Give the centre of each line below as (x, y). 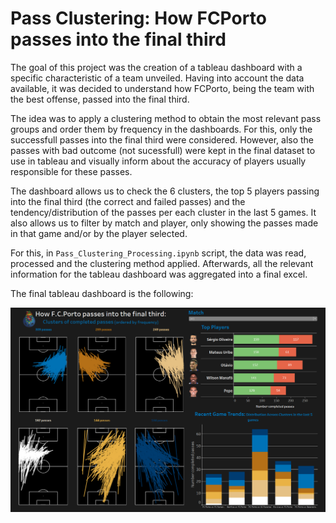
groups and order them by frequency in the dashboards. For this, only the (161, 129)
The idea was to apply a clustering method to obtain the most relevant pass (166, 118)
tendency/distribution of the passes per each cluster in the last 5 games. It (163, 212)
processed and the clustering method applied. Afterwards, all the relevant (162, 263)
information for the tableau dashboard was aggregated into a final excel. (159, 274)
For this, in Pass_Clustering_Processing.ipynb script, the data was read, (158, 253)
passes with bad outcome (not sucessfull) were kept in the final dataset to (163, 150)
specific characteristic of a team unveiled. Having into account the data (157, 78)
